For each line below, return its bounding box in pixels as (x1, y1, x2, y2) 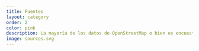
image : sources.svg (6, 36, 54, 42)
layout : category (6, 14, 49, 20)
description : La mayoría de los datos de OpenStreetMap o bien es (6, 30, 174, 36)
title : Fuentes (6, 8, 44, 15)
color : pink (6, 25, 36, 31)
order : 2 (6, 19, 28, 25)
